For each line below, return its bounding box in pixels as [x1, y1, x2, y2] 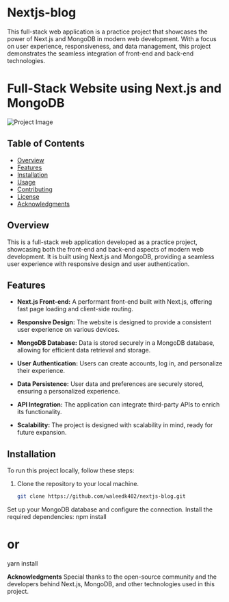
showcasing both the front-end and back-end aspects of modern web [7, 245, 204, 253]
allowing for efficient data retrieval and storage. [16, 346, 151, 354]
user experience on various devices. [16, 326, 120, 334]
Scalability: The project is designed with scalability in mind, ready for [16, 421, 213, 429]
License [16, 192, 40, 200]
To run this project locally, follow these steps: [7, 466, 135, 474]
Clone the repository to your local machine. [16, 480, 139, 488]
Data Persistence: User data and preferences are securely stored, [16, 380, 204, 388]
